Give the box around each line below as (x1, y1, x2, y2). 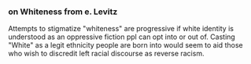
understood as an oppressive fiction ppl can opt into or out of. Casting (8, 32, 236, 41)
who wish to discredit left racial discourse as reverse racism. (8, 49, 205, 59)
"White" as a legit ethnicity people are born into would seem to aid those (8, 41, 243, 50)
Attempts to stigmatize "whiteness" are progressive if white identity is (8, 24, 234, 34)
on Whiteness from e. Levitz (8, 6, 118, 17)
